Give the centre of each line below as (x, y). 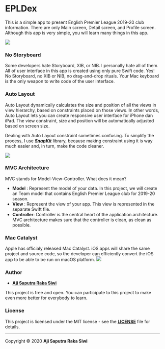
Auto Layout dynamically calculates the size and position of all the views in (81, 105)
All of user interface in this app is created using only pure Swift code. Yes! (80, 71)
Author (14, 272)
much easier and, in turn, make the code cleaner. (55, 146)
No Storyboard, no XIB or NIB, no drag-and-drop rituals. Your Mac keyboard (82, 76)
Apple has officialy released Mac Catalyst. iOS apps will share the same (78, 249)
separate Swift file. (31, 209)
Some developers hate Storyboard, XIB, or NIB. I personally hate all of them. (82, 66)
